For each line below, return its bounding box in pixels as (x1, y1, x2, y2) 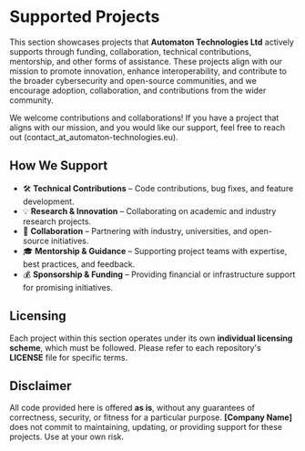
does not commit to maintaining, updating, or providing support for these (9, 422, 283, 433)
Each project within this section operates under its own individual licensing (9, 333, 293, 343)
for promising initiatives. (22, 282, 114, 292)
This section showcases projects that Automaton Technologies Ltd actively (9, 36, 294, 47)
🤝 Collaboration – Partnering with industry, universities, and (22, 225, 248, 236)
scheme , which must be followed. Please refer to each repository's (9, 342, 261, 353)
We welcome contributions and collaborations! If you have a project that (9, 112, 280, 123)
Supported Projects (9, 6, 160, 27)
